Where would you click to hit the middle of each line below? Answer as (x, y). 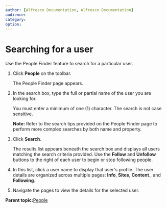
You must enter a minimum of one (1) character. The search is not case (87, 109)
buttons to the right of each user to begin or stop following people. (83, 160)
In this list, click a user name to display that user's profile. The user (83, 170)
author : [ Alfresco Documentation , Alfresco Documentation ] (69, 10)
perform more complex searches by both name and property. (77, 129)
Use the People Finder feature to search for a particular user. (69, 64)
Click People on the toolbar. (42, 73)
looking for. (25, 99)
